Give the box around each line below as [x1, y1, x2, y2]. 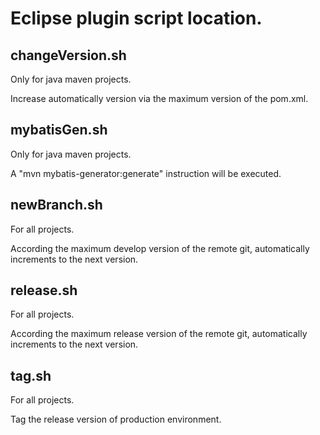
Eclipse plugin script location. [10, 7, 263, 30]
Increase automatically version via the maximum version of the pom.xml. [10, 93, 309, 104]
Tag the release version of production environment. [10, 413, 222, 426]
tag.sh [10, 367, 52, 384]
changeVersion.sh [10, 47, 127, 64]
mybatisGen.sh [10, 122, 108, 139]
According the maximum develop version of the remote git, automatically [10, 242, 310, 254]
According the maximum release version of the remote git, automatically [10, 328, 308, 340]
